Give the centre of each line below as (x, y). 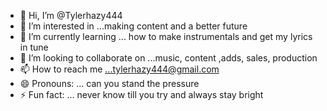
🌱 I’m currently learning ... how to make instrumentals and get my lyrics (166, 36)
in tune (34, 47)
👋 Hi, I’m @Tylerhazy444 (71, 15)
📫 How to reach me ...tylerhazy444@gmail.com (119, 69)
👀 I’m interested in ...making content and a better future (133, 26)
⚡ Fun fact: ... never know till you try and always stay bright (141, 94)
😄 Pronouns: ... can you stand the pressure (109, 83)
